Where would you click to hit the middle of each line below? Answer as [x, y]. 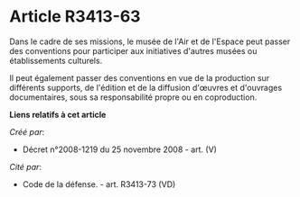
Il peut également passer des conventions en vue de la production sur [140, 77]
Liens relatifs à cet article [58, 114]
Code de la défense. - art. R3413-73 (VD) [99, 184]
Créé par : [27, 131]
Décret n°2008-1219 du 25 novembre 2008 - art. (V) [119, 149]
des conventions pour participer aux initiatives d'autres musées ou [133, 50]
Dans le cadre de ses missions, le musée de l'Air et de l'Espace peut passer [150, 41]
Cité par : [26, 166]
